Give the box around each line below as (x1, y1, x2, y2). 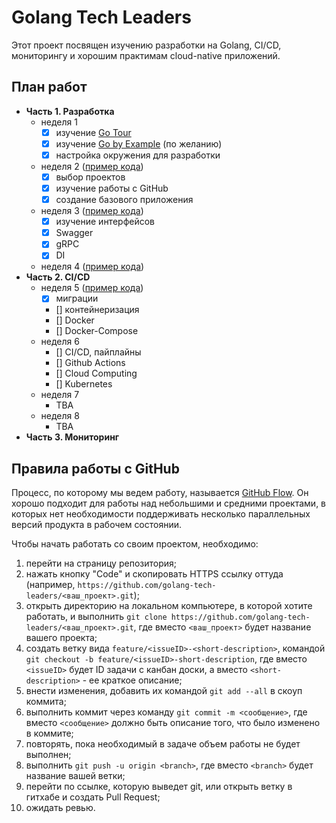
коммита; (25, 696, 67, 708)
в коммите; (25, 727, 74, 740)
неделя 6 (40, 336, 80, 348)
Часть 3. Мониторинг (25, 431, 120, 443)
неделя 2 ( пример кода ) (40, 160, 144, 172)
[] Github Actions (55, 357, 126, 369)
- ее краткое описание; (82, 674, 183, 686)
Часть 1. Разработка (25, 105, 115, 117)
